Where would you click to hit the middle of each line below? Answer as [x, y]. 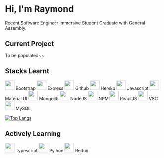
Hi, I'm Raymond [40, 9]
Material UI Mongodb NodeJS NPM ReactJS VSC [82, 98]
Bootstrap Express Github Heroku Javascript [82, 88]
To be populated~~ [25, 55]
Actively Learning [33, 133]
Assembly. [16, 28]
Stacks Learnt [27, 71]
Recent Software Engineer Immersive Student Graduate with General [75, 23]
